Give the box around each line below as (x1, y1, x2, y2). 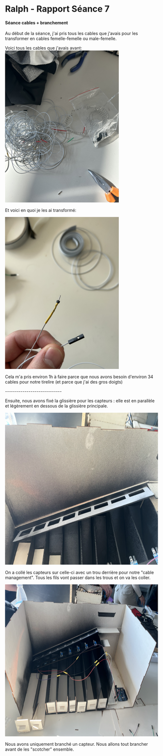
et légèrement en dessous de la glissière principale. (5, 403, 108, 409)
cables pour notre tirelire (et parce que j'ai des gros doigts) (5, 379, 123, 385)
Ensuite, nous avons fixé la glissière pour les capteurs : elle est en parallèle (5, 398, 155, 404)
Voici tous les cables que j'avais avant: (5, 45, 82, 51)
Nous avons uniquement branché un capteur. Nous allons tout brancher (5, 741, 148, 747)
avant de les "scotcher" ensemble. (5, 746, 74, 752)
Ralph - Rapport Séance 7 (5, 3, 110, 15)
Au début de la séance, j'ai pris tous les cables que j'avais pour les (5, 31, 138, 36)
